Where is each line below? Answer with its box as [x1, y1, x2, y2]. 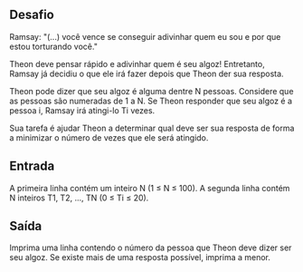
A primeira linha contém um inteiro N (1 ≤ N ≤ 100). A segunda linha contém [9, 182, 290, 193]
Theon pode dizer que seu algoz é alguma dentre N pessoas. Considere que [9, 85, 294, 96]
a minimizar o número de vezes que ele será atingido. [9, 131, 209, 143]
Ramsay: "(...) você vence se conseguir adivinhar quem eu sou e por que [9, 31, 281, 42]
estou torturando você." [9, 41, 98, 52]
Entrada [9, 159, 55, 174]
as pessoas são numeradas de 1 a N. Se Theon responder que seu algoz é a [9, 95, 292, 106]
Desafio [9, 7, 54, 23]
